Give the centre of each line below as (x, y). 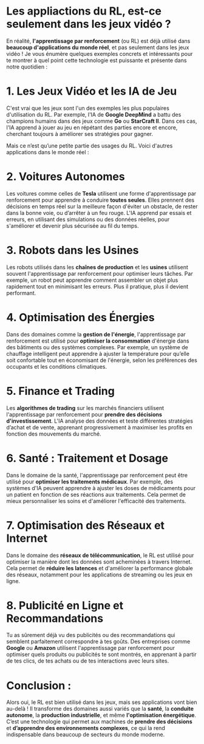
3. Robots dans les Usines (73, 250)
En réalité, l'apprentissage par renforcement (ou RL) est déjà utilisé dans (98, 41)
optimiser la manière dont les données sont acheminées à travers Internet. (99, 561)
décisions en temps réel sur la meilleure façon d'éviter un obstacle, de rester (102, 206)
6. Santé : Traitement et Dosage (87, 458)
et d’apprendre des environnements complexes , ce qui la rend (86, 728)
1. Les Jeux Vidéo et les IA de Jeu (92, 91)
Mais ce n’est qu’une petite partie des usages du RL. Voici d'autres (90, 145)
